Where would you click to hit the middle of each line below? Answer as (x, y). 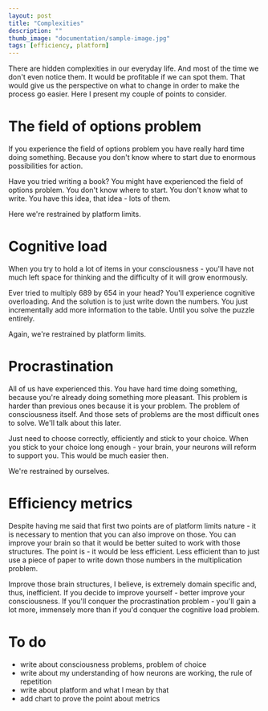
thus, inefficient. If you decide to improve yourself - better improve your (127, 592)
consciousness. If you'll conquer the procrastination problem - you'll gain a (132, 601)
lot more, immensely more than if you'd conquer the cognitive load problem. (134, 609)
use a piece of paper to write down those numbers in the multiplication (125, 560)
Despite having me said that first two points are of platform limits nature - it (132, 525)
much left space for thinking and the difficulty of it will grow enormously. (128, 277)
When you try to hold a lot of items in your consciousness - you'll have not (131, 269)
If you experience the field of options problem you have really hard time (126, 149)
